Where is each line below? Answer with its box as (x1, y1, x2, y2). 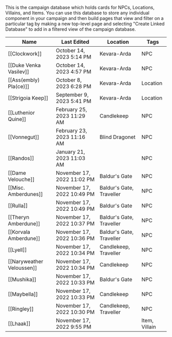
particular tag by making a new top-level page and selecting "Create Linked (5, 21, 165, 27)
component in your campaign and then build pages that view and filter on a (5, 15, 164, 21)
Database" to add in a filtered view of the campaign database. (5, 26, 136, 32)
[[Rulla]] (8, 202, 28, 209)
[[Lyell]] (8, 246, 27, 253)
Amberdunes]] (8, 191, 43, 197)
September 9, (56, 91, 89, 98)
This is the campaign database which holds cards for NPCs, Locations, (5, 5, 155, 10)
